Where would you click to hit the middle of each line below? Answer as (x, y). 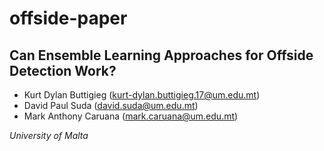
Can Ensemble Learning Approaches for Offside (161, 55)
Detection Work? (63, 70)
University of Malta (49, 135)
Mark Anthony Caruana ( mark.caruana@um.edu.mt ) (131, 116)
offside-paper (68, 18)
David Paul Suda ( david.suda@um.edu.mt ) (111, 105)
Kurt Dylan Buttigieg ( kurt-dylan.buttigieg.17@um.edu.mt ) (142, 95)
